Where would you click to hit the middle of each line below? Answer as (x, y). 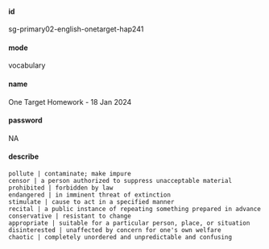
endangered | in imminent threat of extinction (90, 195)
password (25, 120)
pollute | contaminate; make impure (70, 174)
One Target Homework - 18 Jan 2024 (70, 102)
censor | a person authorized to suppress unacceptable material (120, 181)
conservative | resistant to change (70, 216)
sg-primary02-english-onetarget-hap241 (76, 29)
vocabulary (27, 65)
